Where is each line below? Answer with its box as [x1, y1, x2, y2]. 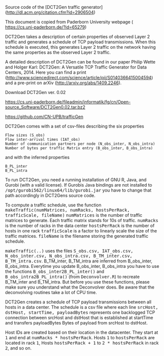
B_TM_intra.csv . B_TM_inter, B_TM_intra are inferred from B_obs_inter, [5, 258, 153, 264]
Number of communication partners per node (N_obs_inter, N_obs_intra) [5, 141, 155, 146]
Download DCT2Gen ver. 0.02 [5, 90, 66, 95]
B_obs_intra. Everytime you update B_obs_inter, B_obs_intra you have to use [5, 263, 160, 269]
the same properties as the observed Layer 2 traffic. [5, 49, 111, 55]
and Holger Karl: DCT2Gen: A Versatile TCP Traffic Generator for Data [5, 64, 147, 70]
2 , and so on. [5, 345, 32, 351]
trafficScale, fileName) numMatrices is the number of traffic [5, 212, 143, 218]
